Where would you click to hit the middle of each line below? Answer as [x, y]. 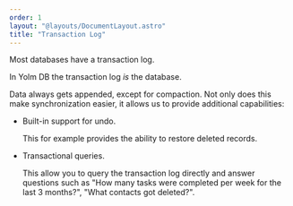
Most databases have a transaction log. [82, 60]
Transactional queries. [63, 156]
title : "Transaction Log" [57, 34]
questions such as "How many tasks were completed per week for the [152, 183]
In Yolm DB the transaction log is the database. [95, 77]
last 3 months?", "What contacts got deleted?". [108, 193]
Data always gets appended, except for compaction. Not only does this [140, 94]
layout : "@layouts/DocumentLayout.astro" [88, 26]
